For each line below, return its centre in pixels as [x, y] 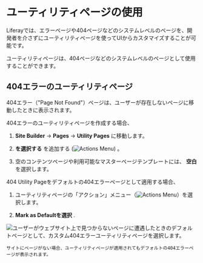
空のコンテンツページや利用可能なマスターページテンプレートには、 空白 [106, 161]
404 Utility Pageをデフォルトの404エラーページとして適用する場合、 [92, 181]
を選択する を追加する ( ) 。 [69, 148]
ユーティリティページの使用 [75, 12]
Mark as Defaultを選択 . [45, 215]
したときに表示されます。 [43, 110]
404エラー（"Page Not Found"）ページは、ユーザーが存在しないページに [98, 102]
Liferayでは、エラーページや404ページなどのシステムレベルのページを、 [97, 30]
